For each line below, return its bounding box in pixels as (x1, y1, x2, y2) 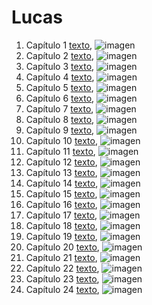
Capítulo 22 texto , (25, 262, 100, 274)
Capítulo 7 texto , (25, 102, 94, 115)
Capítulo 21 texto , (25, 251, 98, 263)
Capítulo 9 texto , (25, 124, 95, 136)
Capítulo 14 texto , (25, 177, 99, 189)
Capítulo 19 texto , (25, 230, 98, 242)
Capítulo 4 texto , (25, 71, 95, 83)
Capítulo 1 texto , (25, 39, 93, 51)
